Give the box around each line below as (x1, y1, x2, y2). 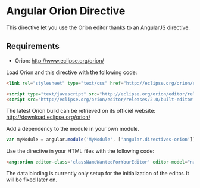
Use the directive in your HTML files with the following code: (6, 147, 155, 155)
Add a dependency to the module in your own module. (6, 125, 140, 132)
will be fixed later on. (6, 176, 58, 183)
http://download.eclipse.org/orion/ (6, 113, 91, 121)
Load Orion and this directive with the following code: (6, 69, 137, 76)
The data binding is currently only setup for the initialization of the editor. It (6, 170, 189, 177)
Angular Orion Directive (6, 4, 126, 18)
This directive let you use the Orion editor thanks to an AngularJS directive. (6, 24, 190, 31)
